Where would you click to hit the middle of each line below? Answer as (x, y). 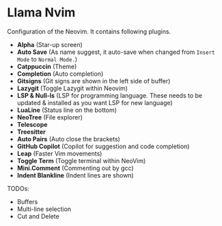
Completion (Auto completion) (60, 74)
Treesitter (31, 132)
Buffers (27, 201)
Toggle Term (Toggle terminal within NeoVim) (81, 160)
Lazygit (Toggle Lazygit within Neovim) (72, 88)
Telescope (32, 124)
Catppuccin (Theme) (47, 66)
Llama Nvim (41, 13)
